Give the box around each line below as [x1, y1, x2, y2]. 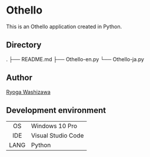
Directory [6, 40, 42, 50]
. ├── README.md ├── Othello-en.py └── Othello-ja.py [6, 55, 144, 62]
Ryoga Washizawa [6, 88, 51, 95]
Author [6, 73, 32, 83]
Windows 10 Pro [31, 122, 78, 130]
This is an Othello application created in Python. [6, 23, 122, 30]
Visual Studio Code [31, 132, 84, 140]
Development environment [6, 105, 106, 115]
